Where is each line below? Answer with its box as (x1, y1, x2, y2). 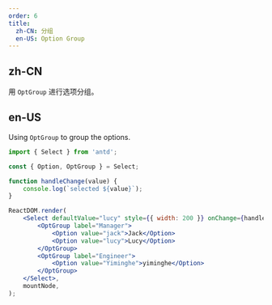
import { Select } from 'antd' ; (8, 147, 117, 156)
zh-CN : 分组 (15, 27, 54, 35)
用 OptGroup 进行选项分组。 (8, 87, 99, 97)
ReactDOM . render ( (8, 207, 67, 215)
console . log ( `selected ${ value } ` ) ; (23, 184, 143, 193)
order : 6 (8, 11, 38, 20)
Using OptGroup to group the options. (8, 132, 131, 142)
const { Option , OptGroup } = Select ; (8, 163, 139, 171)
